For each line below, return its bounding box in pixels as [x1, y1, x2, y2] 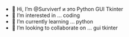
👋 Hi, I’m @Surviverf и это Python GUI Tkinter [11, 6, 124, 12]
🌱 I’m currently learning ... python [11, 18, 93, 25]
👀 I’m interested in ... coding [11, 12, 80, 19]
